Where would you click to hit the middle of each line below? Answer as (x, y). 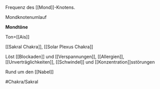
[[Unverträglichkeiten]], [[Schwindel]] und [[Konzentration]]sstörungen (80, 62)
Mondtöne (17, 27)
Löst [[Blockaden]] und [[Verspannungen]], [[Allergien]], (65, 56)
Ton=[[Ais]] (17, 37)
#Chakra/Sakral (22, 82)
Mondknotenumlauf (26, 17)
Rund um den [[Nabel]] (29, 72)
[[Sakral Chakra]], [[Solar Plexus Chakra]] (49, 47)
